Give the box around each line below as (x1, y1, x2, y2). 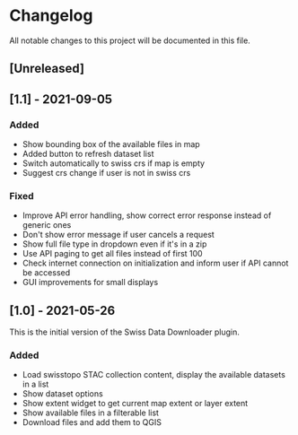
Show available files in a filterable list (22, 407, 160, 418)
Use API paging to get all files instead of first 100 (22, 248, 204, 259)
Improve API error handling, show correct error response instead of (22, 210, 272, 221)
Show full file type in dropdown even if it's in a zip (22, 239, 207, 249)
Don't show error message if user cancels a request (22, 230, 215, 240)
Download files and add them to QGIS (22, 417, 162, 428)
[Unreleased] (9, 61, 85, 76)
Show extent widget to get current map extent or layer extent (22, 398, 249, 409)
